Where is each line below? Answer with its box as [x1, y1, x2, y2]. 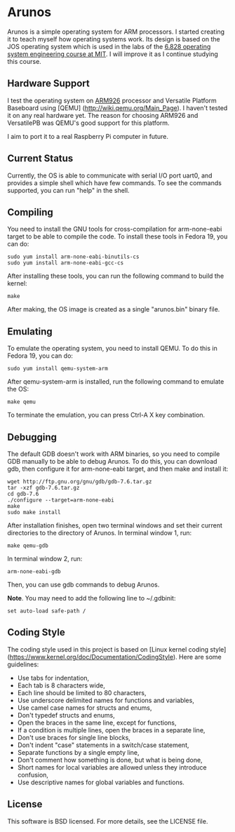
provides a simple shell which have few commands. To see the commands [7, 178, 222, 187]
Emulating [7, 326, 53, 337]
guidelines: [7, 660, 39, 669]
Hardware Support [7, 78, 90, 90]
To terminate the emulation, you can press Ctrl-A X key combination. [7, 411, 206, 420]
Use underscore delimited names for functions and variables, [17, 696, 194, 704]
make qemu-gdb [7, 542, 49, 549]
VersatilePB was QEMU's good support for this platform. [7, 119, 170, 127]
